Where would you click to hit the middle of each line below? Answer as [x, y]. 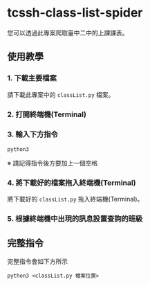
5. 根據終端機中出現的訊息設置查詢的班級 [75, 219]
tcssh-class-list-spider [75, 13]
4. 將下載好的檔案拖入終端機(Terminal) [72, 183]
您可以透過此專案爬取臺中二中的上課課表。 [68, 33]
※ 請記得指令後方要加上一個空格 [53, 163]
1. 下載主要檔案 [32, 78]
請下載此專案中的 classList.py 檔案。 [61, 94]
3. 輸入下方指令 [33, 134]
